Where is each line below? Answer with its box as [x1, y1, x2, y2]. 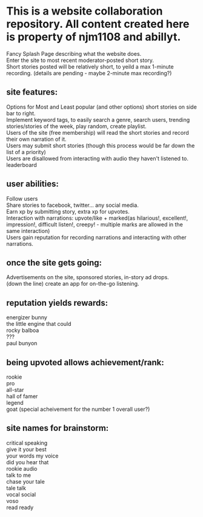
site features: [6, 87, 58, 98]
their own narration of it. [6, 135, 67, 143]
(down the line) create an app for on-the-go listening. [6, 280, 139, 288]
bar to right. [6, 109, 36, 117]
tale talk [6, 484, 26, 492]
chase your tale [6, 478, 45, 485]
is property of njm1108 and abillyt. [6, 30, 181, 44]
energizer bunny [6, 314, 47, 321]
